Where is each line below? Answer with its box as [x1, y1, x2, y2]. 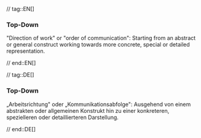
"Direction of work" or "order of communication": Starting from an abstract [6, 34, 196, 42]
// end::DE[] [6, 125, 36, 132]
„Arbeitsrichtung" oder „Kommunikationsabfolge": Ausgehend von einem [6, 101, 191, 108]
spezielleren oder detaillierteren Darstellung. [6, 113, 119, 121]
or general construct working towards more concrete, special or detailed [6, 41, 191, 48]
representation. [6, 47, 45, 55]
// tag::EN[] [6, 6, 35, 12]
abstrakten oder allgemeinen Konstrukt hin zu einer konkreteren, [6, 107, 170, 114]
